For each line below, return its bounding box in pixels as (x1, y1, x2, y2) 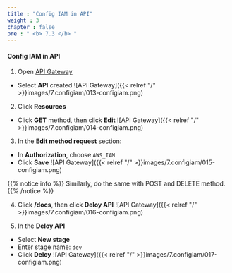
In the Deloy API (17, 222, 66, 230)
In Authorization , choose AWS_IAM (17, 151, 115, 159)
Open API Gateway (17, 68, 73, 76)
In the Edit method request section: (17, 137, 122, 145)
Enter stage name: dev (17, 243, 83, 251)
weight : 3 (7, 17, 39, 24)
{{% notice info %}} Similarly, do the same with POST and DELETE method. (7, 179, 226, 188)
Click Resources (17, 102, 66, 111)
